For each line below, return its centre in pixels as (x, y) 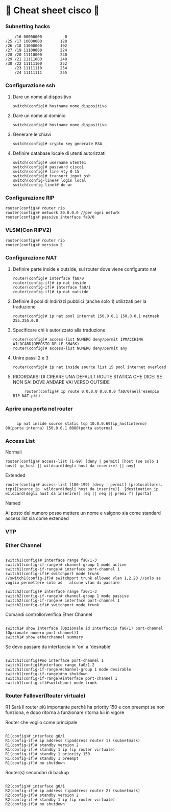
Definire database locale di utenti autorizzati (59, 153)
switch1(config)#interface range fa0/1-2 (50, 665)
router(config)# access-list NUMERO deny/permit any (70, 348)
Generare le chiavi (32, 134)
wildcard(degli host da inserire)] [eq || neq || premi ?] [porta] (79, 494)
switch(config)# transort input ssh (52, 176)
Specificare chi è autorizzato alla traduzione (59, 330)
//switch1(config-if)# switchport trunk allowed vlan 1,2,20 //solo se (83, 578)
